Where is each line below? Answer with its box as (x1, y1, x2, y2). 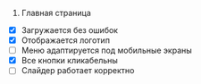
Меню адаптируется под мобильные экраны (21, 45, 193, 56)
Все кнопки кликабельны (21, 55, 118, 66)
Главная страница (21, 8, 91, 18)
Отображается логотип (21, 35, 111, 46)
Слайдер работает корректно (21, 65, 135, 76)
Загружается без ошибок (21, 25, 118, 35)
